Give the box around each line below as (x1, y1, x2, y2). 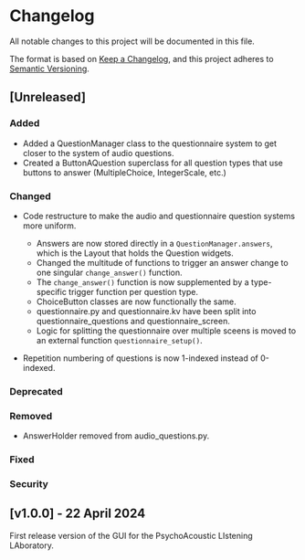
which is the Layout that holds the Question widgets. (36, 248, 235, 259)
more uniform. (22, 220, 77, 231)
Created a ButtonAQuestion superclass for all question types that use (22, 157, 283, 168)
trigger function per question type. (68, 286, 199, 297)
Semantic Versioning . (9, 63, 89, 74)
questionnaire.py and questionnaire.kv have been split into (36, 305, 257, 316)
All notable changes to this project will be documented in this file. (9, 36, 256, 47)
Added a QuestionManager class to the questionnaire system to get (22, 138, 277, 149)
